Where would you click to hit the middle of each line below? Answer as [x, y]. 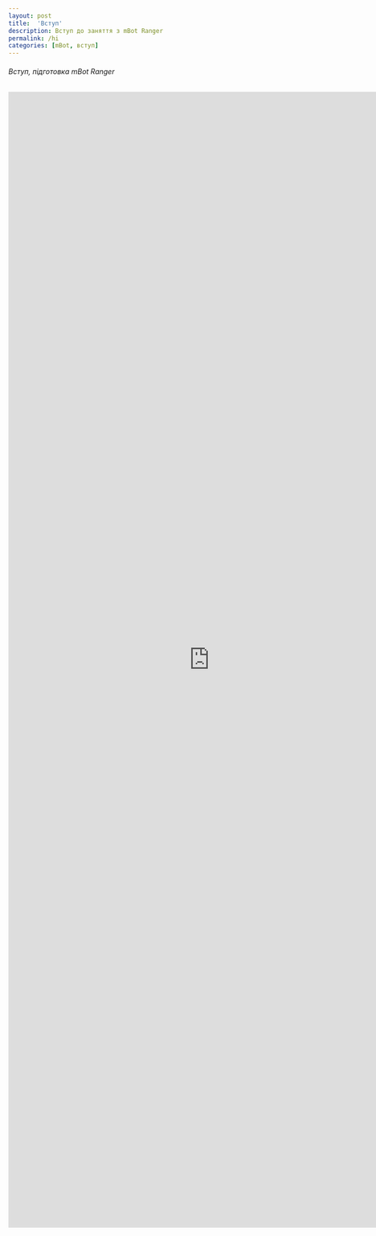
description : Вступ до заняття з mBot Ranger [86, 31]
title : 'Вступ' [35, 23]
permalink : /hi [34, 38]
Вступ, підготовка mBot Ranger [61, 71]
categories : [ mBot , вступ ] [53, 46]
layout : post [30, 16]
